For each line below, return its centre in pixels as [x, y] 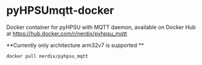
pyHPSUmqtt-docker [60, 11]
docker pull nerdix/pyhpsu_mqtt [47, 56]
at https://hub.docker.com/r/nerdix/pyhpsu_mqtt [67, 33]
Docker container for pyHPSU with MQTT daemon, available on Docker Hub [101, 27]
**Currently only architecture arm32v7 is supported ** [75, 45]
